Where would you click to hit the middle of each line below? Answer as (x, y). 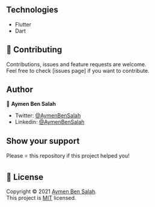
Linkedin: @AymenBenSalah (50, 122)
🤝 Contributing (34, 50)
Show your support (43, 141)
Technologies (32, 10)
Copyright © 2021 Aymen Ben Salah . (52, 191)
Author (20, 90)
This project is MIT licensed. (41, 198)
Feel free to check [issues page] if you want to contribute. (78, 70)
